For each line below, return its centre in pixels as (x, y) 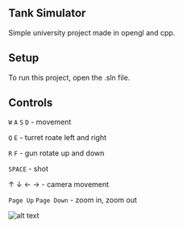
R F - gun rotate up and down (56, 153)
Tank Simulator (47, 13)
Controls (31, 103)
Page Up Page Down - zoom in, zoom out (73, 200)
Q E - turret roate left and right (58, 138)
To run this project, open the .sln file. (69, 77)
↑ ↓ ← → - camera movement (59, 184)
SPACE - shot (28, 169)
